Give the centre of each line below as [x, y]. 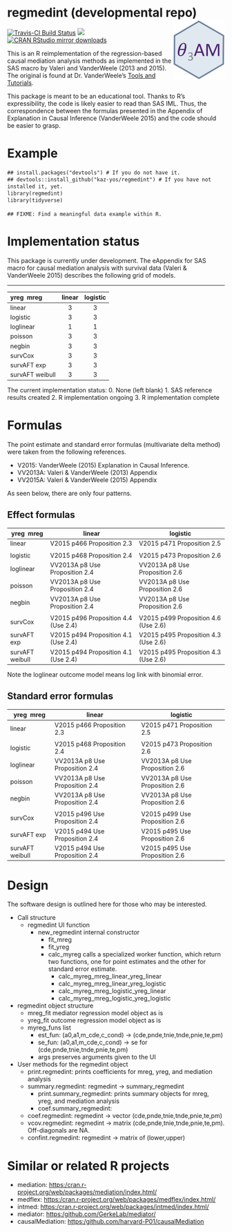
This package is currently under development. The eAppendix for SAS [107, 260]
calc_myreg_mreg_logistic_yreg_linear [113, 991]
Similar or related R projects [88, 1166]
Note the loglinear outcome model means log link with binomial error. [105, 675]
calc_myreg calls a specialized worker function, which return [134, 954]
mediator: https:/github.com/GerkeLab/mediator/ [86, 1214]
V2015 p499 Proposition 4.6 [180, 618]
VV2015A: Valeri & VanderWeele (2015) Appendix [87, 480]
